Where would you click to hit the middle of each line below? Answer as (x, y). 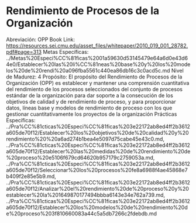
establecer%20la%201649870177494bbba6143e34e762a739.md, (86, 195)
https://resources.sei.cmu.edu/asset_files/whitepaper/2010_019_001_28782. (97, 46)
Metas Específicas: (66, 52)
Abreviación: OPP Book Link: (40, 39)
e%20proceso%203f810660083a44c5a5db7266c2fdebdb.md (81, 213)
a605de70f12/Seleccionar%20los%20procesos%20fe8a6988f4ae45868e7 (97, 170)
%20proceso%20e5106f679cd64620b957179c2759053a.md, (80, 157)
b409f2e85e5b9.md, (31, 176)
